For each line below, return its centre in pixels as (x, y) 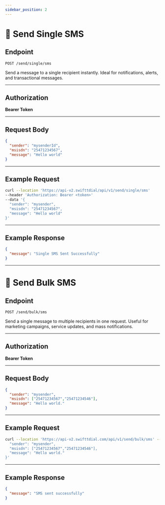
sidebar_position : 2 (26, 10)
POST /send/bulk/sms (26, 312)
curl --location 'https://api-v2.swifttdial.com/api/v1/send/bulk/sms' (80, 439)
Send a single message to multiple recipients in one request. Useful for (77, 321)
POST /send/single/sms (28, 63)
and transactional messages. (34, 78)
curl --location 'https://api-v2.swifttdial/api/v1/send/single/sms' (78, 191)
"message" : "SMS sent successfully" (47, 493)
